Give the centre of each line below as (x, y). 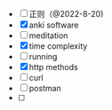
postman (45, 88)
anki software (54, 25)
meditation (48, 35)
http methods (53, 67)
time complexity (58, 46)
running (43, 56)
